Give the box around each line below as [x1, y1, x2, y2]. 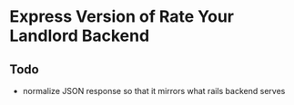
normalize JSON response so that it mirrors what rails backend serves [22, 86, 286, 96]
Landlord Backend [9, 25, 150, 46]
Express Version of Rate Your [9, 6, 235, 27]
